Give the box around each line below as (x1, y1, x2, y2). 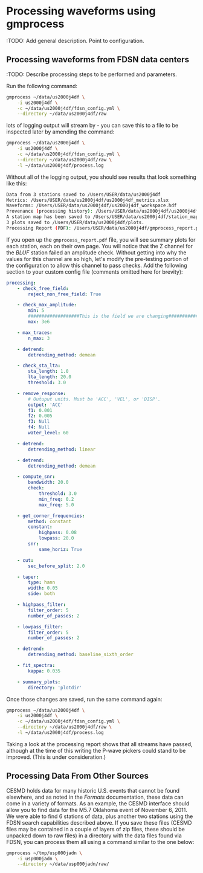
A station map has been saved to (6, 214, 91, 220)
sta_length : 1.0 (28, 369, 69, 375)
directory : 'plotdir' (28, 685, 83, 691)
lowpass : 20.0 (38, 535, 74, 541)
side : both (28, 591, 56, 597)
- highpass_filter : (17, 602, 66, 608)
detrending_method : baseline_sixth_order (28, 651, 134, 658)
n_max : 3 (28, 335, 50, 341)
